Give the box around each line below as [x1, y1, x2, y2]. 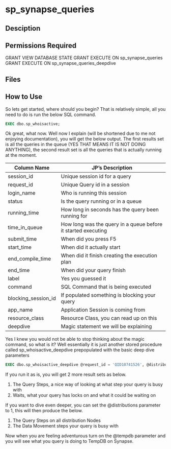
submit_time [8, 235, 37, 243]
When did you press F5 [61, 235, 117, 243]
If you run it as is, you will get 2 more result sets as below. [5, 371, 127, 377]
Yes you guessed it [61, 275, 106, 282]
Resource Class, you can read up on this [61, 315, 157, 322]
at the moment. [5, 152, 37, 158]
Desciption [5, 24, 41, 33]
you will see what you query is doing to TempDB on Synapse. [5, 438, 134, 444]
